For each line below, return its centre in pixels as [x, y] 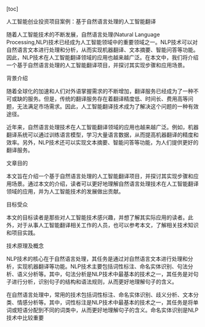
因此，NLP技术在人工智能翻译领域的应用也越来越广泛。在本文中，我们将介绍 [103, 57]
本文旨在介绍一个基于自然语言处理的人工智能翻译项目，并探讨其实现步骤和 [100, 176]
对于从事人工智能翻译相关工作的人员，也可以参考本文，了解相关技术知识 [108, 225]
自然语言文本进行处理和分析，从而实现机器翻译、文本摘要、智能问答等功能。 [103, 50]
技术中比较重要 [25, 318]
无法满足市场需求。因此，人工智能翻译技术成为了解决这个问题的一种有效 [108, 106]
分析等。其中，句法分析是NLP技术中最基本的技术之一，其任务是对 [110, 274]
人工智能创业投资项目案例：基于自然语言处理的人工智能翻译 [81, 21]
